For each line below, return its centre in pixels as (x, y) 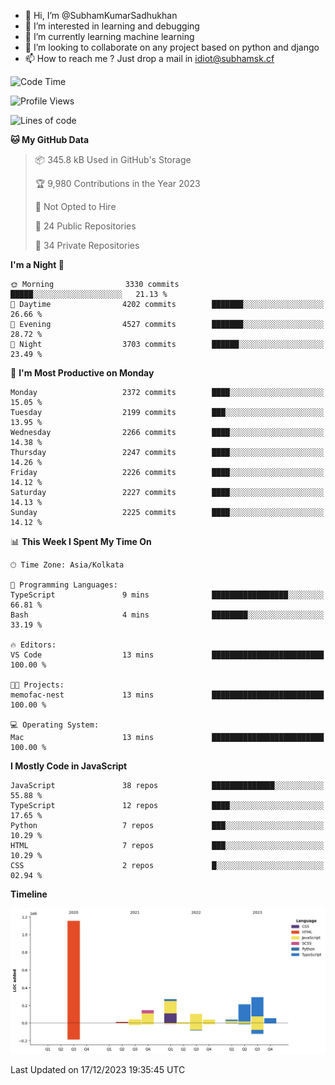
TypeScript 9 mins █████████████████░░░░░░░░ (167, 595)
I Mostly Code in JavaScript (69, 766)
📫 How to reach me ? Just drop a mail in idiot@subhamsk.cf (149, 58)
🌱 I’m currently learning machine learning (109, 36)
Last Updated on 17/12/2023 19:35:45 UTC (98, 1069)
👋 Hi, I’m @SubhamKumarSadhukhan (101, 15)
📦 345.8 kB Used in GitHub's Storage (113, 159)
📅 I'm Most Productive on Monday (82, 373)
